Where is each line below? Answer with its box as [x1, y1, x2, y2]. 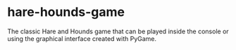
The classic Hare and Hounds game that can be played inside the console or [7, 27, 229, 35]
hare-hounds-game [7, 4, 125, 20]
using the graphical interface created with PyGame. [7, 34, 157, 42]
